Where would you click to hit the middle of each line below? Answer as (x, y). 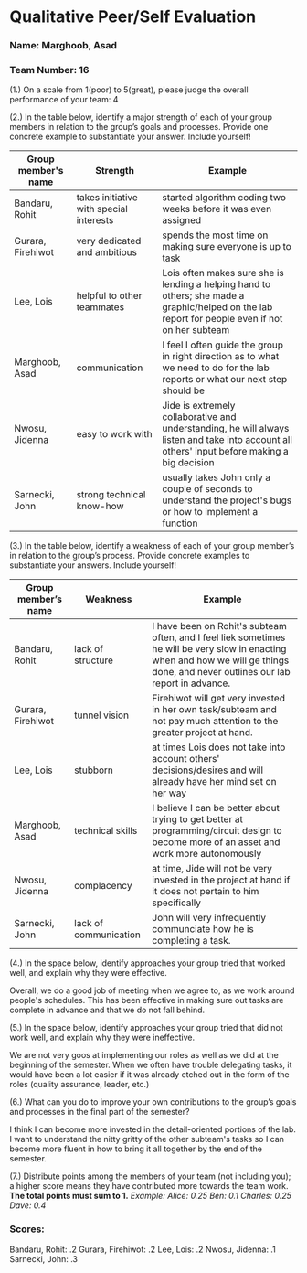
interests (95, 220)
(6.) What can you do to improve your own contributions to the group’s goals (153, 1102)
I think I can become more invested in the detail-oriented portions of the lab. (153, 1129)
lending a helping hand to (217, 284)
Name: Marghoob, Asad (63, 46)
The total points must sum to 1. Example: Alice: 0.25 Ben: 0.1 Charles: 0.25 (151, 1196)
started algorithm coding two (224, 198)
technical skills (106, 831)
